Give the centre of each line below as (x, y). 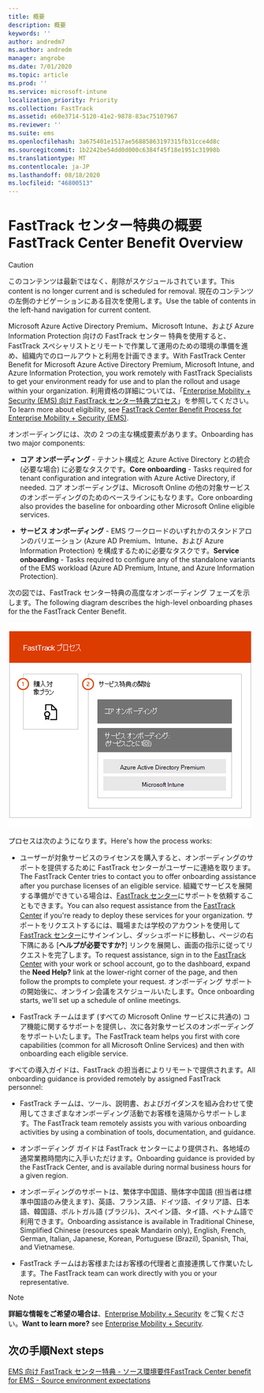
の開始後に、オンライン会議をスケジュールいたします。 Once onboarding (137, 992)
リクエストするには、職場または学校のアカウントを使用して (144, 926)
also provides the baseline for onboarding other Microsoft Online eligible (137, 506)
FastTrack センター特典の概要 (105, 226)
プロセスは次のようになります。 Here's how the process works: (110, 841)
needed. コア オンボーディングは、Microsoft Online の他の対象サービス (135, 488)
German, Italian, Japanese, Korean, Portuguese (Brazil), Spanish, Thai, (134, 1239)
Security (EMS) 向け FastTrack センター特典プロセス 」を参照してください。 (131, 401)
